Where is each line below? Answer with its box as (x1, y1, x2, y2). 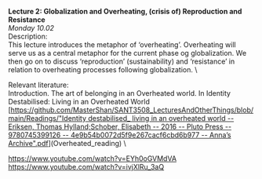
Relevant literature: (8, 80, 69, 89)
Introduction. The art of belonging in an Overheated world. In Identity (8, 89, 231, 97)
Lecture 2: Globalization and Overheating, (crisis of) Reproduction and (8, 7, 242, 16)
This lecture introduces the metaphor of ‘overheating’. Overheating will (8, 40, 237, 49)
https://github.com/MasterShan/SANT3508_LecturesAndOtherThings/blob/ (10, 105, 253, 115)
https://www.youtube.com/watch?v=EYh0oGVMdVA (8, 154, 177, 163)
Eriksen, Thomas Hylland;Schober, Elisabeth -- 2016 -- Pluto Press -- (8, 122, 232, 131)
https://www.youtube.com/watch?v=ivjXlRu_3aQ (8, 163, 165, 171)
